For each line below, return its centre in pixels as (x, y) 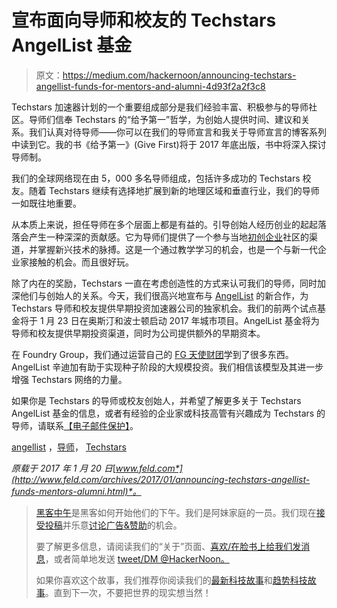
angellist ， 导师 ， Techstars (69, 447)
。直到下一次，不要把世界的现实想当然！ (128, 592)
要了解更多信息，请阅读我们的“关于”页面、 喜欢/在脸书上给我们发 (168, 546)
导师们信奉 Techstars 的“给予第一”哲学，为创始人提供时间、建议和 (165, 119)
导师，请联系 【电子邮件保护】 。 (75, 425)
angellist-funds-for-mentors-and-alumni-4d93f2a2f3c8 (150, 86)
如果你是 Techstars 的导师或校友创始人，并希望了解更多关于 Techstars (156, 400)
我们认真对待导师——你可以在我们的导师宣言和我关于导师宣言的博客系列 (177, 132)
